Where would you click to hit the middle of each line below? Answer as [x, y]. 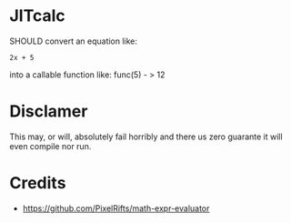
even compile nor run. [50, 146]
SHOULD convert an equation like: [74, 41]
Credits [38, 183]
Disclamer [49, 111]
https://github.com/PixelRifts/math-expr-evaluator [116, 208]
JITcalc [37, 16]
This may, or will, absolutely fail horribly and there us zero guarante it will [146, 137]
